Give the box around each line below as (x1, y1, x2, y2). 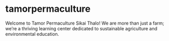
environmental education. (5, 31, 59, 37)
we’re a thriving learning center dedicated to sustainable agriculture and (5, 25, 158, 31)
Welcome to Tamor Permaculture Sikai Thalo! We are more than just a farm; (5, 20, 164, 26)
